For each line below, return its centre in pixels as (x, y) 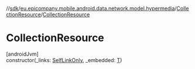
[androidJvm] (23, 54)
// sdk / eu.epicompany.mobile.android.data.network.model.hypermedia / (91, 8)
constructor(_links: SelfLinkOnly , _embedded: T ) (64, 60)
